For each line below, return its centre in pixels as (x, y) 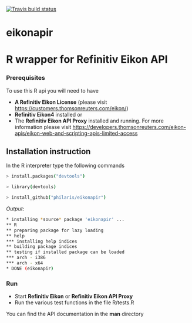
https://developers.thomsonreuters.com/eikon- (129, 127)
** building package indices (42, 247)
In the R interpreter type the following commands (65, 166)
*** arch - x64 (25, 263)
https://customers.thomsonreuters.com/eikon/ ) (71, 108)
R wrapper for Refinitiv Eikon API (87, 59)
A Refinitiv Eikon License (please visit (61, 102)
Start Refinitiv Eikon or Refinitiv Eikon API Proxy (74, 297)
